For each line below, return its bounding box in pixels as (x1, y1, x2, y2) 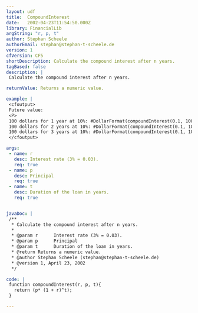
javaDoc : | (6, 211, 33, 217)
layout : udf (6, 8, 35, 15)
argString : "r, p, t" (6, 31, 60, 37)
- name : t (8, 184, 33, 190)
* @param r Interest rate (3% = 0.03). (11, 233, 123, 238)
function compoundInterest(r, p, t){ (8, 282, 101, 288)
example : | (6, 96, 33, 102)
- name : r (8, 151, 33, 157)
